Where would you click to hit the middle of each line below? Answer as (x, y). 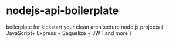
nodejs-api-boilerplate (62, 11)
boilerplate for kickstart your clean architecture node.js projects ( (84, 27)
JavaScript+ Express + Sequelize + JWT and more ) (69, 33)
